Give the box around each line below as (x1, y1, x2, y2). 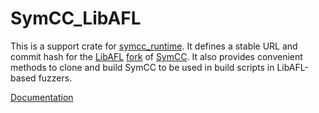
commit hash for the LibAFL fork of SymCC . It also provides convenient (10, 50, 303, 62)
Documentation (10, 91, 74, 103)
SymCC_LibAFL (10, 7, 142, 30)
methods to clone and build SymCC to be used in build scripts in (10, 61, 275, 73)
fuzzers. (38, 72, 73, 84)
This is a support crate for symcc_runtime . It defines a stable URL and (10, 40, 298, 52)
